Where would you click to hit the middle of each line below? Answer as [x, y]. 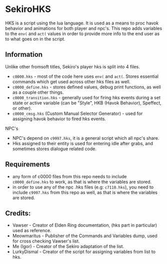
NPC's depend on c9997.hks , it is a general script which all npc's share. [86, 138]
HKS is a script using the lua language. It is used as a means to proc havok [82, 23]
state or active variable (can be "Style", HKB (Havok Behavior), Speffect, [87, 103]
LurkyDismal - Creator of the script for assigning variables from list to [84, 252]
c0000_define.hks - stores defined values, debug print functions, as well [86, 87]
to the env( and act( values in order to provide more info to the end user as [82, 33]
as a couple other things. [38, 92]
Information [24, 55]
